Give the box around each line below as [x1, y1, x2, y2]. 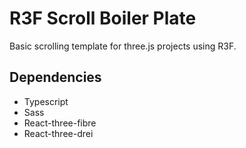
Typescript [23, 95, 69, 107]
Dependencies [9, 69, 102, 86]
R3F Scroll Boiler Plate [9, 7, 197, 30]
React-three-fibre [23, 117, 97, 129]
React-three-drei [23, 127, 94, 139]
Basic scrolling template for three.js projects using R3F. [9, 40, 237, 52]
